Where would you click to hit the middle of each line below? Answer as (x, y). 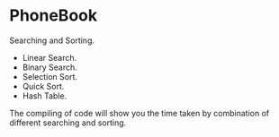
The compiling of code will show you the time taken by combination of (139, 113)
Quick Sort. (43, 86)
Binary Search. (50, 67)
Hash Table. (45, 96)
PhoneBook (53, 16)
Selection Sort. (50, 76)
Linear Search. (49, 57)
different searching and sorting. (68, 123)
